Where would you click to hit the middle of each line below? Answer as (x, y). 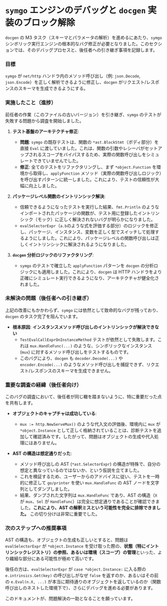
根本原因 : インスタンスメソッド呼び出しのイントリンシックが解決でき (83, 327)
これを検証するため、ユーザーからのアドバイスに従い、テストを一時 (89, 477)
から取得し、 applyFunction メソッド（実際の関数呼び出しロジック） (93, 173)
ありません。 (46, 443)
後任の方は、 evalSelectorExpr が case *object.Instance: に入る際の (76, 569)
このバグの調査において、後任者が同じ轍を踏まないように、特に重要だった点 (83, 397)
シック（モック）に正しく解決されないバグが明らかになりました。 (87, 219)
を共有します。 (20, 403)
